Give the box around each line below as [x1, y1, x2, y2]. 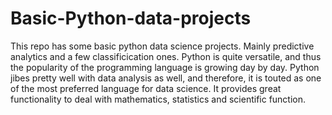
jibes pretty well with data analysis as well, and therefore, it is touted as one [10, 72, 322, 84]
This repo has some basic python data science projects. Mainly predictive [10, 40, 315, 52]
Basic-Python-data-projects [10, 7, 252, 30]
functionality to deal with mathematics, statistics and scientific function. [10, 93, 307, 105]
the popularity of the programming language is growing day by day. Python [10, 61, 320, 73]
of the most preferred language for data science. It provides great [10, 82, 282, 94]
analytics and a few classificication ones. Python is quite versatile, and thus [10, 50, 322, 62]
